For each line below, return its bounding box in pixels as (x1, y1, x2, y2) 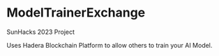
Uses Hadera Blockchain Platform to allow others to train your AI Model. (6, 41, 213, 49)
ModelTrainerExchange (6, 5, 146, 21)
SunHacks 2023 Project (6, 28, 75, 36)
